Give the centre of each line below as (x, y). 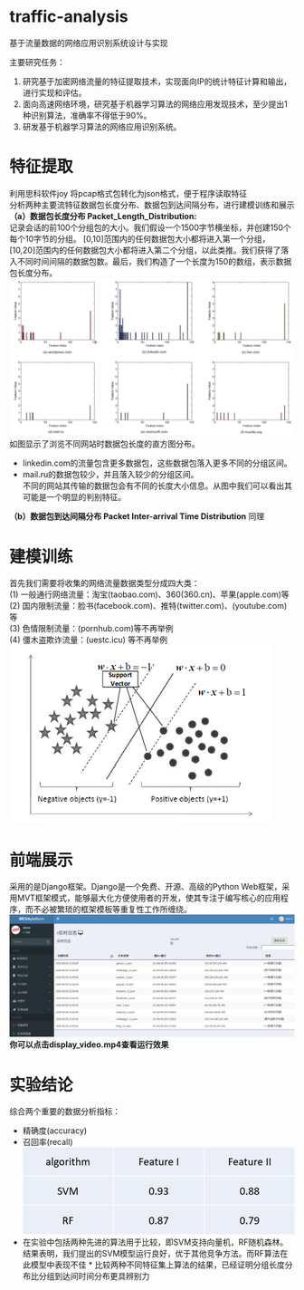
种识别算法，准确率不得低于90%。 (87, 115)
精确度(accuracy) (55, 1131)
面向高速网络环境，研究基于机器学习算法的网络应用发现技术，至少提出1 (155, 104)
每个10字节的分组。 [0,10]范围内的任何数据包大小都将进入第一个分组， (140, 238)
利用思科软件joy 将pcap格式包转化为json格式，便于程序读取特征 (128, 193)
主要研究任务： (37, 62)
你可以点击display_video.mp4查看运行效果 (89, 1045)
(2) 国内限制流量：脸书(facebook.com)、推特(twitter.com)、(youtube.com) (148, 606)
